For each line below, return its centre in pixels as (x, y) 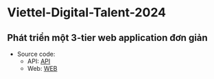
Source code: (36, 54)
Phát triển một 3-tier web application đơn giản (107, 38)
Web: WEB (42, 68)
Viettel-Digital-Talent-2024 (87, 13)
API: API (39, 61)
